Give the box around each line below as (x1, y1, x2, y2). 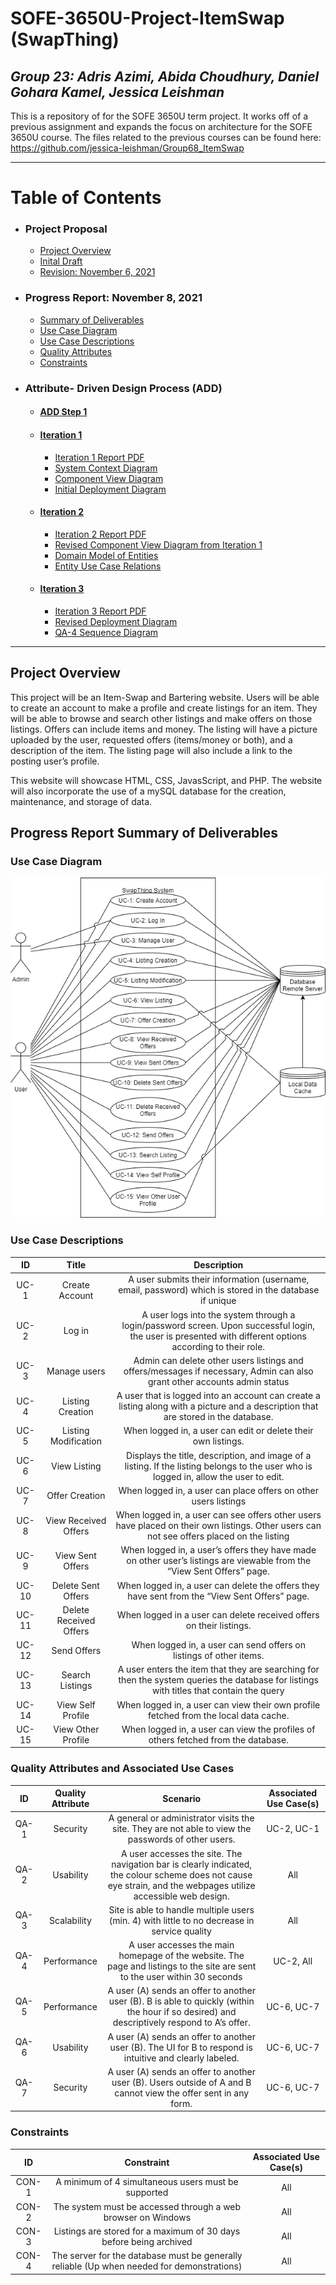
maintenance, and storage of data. (10, 795, 153, 807)
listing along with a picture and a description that (118, 1400, 319, 1412)
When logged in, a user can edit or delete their (123, 1425, 314, 1437)
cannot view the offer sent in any (114, 2087, 250, 2099)
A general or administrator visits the (108, 1812, 255, 1824)
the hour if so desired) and (126, 2006, 237, 2018)
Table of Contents (10, 187, 162, 209)
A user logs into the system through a (141, 1308, 296, 1321)
